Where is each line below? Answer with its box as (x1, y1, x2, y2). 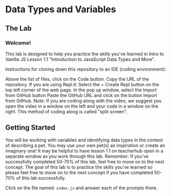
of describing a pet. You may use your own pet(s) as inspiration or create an (5, 142, 165, 149)
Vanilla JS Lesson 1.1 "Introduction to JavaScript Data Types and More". (5, 56, 156, 62)
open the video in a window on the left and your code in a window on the (5, 103, 159, 109)
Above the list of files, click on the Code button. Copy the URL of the (5, 76, 149, 82)
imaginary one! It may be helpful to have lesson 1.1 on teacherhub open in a (5, 148, 163, 154)
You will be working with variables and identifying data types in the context (5, 137, 163, 143)
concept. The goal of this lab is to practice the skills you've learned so (5, 164, 153, 170)
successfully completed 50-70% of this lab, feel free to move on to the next (5, 158, 164, 164)
